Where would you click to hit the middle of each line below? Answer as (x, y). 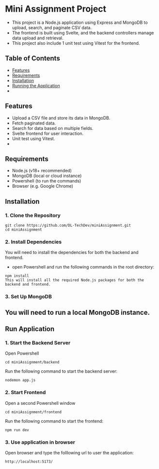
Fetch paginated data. (34, 123)
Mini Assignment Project (56, 9)
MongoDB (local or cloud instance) (47, 176)
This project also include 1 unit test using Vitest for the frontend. (76, 43)
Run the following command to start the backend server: (61, 371)
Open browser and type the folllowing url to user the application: (70, 452)
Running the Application (36, 86)
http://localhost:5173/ (29, 461)
